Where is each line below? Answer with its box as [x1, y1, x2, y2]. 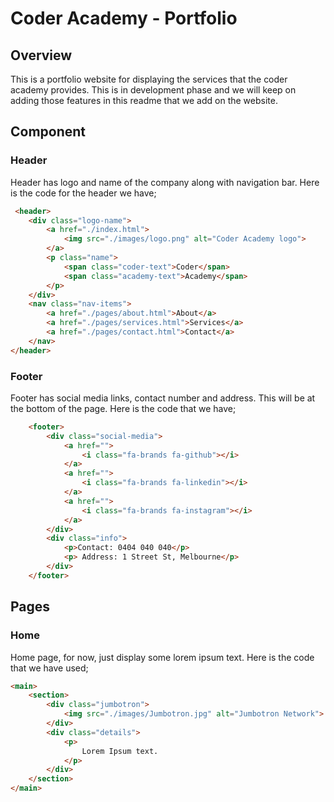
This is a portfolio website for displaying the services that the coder [10, 73, 288, 85]
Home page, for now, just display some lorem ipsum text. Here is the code [10, 651, 315, 663]
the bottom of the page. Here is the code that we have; [10, 402, 237, 414]
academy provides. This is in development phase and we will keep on [10, 84, 297, 96]
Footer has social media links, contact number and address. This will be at [10, 392, 316, 404]
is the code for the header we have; [10, 187, 157, 199]
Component [10, 123, 87, 141]
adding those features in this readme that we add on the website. [10, 95, 278, 106]
